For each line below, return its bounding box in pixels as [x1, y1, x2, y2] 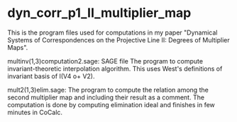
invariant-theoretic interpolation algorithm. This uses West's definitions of [7, 64, 223, 73]
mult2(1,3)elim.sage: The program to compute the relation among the [7, 85, 209, 94]
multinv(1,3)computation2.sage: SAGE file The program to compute [7, 56, 204, 65]
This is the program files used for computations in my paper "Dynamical [7, 28, 218, 37]
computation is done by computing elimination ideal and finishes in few [7, 100, 215, 109]
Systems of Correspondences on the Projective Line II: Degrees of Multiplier [7, 35, 231, 44]
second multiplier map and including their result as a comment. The [7, 93, 204, 102]
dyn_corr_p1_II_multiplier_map [7, 5, 192, 21]
